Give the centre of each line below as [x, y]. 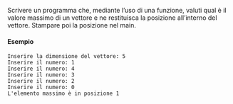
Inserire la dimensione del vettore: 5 [67, 57]
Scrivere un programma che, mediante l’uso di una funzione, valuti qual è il [117, 10]
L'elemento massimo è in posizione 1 [63, 94]
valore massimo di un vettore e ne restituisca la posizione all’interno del [112, 18]
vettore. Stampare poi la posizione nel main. [72, 25]
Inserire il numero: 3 [41, 75]
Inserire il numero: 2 [41, 81]
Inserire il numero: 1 [41, 63]
